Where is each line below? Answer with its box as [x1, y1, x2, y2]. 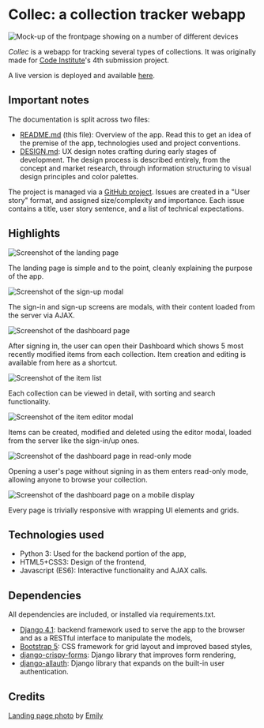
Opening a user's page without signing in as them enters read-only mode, [8, 466, 249, 475]
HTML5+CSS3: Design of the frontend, [19, 557, 146, 567]
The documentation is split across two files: [8, 114, 150, 124]
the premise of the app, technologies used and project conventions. [19, 138, 241, 148]
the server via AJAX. [8, 310, 75, 320]
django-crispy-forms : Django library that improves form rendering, [19, 650, 236, 660]
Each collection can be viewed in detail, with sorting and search [8, 388, 216, 398]
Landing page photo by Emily [8, 711, 104, 720]
